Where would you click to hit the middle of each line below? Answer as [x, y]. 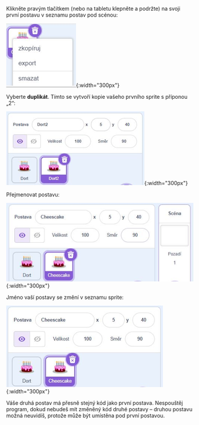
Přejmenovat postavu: [33, 195]
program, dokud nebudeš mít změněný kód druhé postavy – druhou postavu [99, 410]
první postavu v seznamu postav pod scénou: [62, 15]
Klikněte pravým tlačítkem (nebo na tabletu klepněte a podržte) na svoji [93, 9]
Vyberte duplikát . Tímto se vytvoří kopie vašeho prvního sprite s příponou [97, 97]
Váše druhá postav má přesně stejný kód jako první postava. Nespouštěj [94, 403]
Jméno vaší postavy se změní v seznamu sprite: [65, 298]
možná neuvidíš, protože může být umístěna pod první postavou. [86, 415]
